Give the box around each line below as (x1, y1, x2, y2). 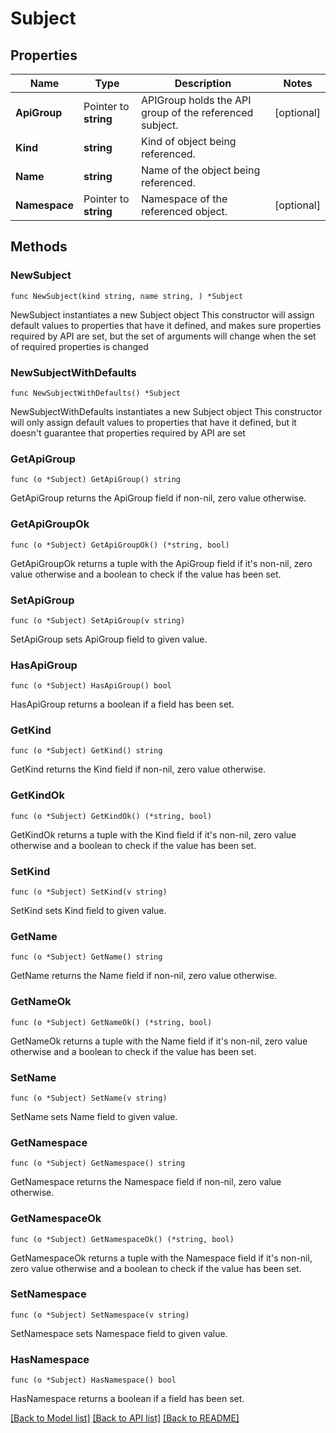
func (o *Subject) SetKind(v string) (10, 887, 168, 897)
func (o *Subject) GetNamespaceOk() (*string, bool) (10, 1234, 235, 1244)
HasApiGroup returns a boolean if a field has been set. (10, 698, 235, 711)
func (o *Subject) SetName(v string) (10, 1093, 168, 1103)
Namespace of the (140, 192, 228, 206)
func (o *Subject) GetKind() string (10, 746, 163, 756)
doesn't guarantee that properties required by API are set (10, 427, 246, 439)
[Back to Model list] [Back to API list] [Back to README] (10, 1412, 240, 1424)
